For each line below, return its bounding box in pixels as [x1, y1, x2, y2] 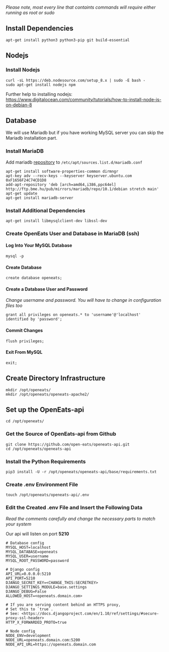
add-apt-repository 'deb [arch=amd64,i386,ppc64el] [6, 182, 116, 187]
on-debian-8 [6, 102, 32, 108]
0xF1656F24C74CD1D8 [6, 177, 47, 183]
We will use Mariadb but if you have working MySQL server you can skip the [6, 129, 164, 136]
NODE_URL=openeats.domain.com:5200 [6, 637, 80, 642]
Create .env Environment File [6, 481, 78, 488]
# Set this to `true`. [6, 607, 53, 612]
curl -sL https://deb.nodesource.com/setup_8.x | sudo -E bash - [6, 78, 145, 83]
